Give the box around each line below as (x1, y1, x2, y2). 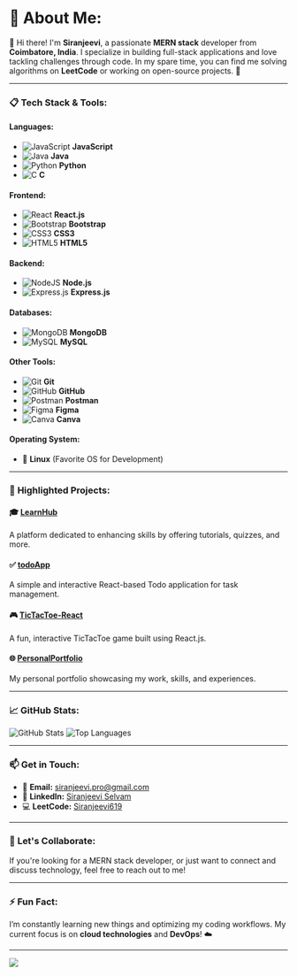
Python (58, 160, 87, 171)
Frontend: (9, 189, 47, 200)
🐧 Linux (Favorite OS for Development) (21, 454, 164, 465)
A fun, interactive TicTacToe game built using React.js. (9, 633, 207, 643)
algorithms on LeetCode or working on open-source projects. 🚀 (9, 65, 241, 76)
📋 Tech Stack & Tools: (9, 96, 108, 109)
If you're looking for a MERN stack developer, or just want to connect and (9, 855, 277, 865)
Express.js (70, 287, 110, 297)
